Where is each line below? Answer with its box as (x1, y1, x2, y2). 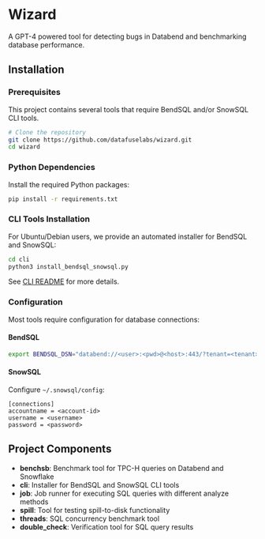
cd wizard (8, 143, 41, 151)
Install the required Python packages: (8, 179, 130, 189)
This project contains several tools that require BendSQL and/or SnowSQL (8, 104, 249, 114)
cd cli (8, 255, 30, 263)
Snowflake (19, 472, 54, 481)
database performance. (8, 40, 85, 49)
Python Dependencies (8, 162, 96, 173)
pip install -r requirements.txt (8, 195, 118, 203)
